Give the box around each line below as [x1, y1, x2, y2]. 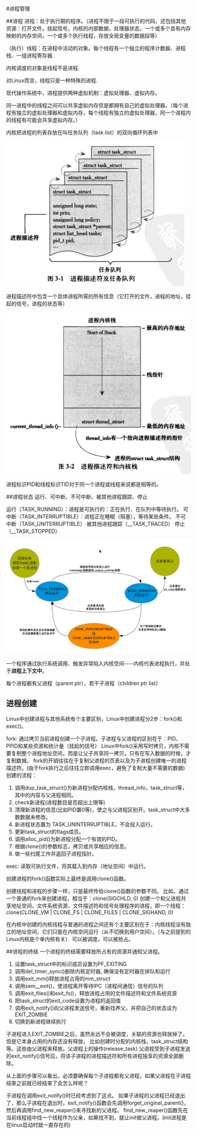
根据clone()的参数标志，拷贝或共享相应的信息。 [14, 843, 130, 850]
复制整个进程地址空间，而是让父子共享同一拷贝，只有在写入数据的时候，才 [11, 749, 191, 756]
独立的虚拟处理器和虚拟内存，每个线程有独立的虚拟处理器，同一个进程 [16, 109, 186, 116]
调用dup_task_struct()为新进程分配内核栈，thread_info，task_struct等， [14, 784, 188, 791]
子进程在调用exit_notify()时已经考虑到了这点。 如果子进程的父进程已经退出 [6, 1092, 186, 1099]
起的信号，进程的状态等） [6, 300, 68, 307]
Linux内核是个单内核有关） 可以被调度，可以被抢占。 [6, 935, 134, 942]
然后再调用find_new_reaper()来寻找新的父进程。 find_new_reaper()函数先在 [6, 1106, 189, 1113]
